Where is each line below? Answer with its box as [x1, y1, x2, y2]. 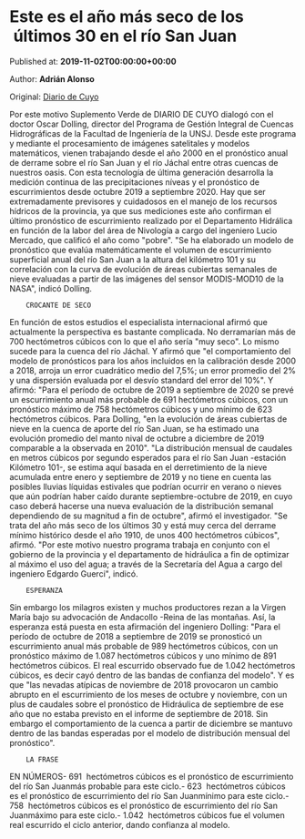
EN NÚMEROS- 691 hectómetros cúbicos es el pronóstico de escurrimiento [9, 771, 294, 782]
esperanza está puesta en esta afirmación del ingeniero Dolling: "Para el [9, 621, 280, 632]
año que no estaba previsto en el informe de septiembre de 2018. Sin [9, 708, 269, 719]
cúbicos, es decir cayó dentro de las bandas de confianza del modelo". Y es [9, 670, 295, 680]
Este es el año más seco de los [9, 6, 244, 27]
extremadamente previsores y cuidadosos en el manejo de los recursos [9, 196, 278, 207]
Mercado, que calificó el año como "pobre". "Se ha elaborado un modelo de [9, 234, 294, 245]
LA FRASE [25, 754, 59, 764]
